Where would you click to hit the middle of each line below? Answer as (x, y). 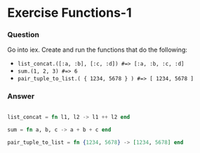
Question (24, 35)
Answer (21, 96)
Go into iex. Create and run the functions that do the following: (98, 50)
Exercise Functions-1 (69, 13)
